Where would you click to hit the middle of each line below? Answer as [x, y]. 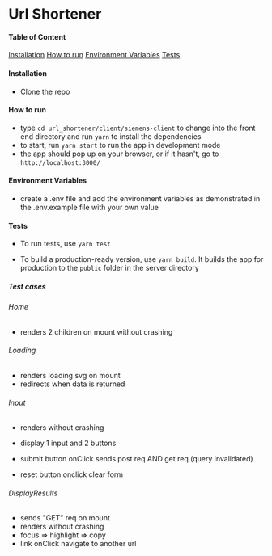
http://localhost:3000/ [60, 162]
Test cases [27, 286]
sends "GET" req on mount [65, 518]
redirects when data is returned [72, 384]
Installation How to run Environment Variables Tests [94, 55]
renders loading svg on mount [70, 375]
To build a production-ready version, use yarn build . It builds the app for [142, 259]
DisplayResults [33, 493]
